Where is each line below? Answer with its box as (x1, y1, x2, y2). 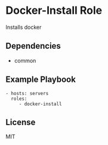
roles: (11, 96, 27, 102)
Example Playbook (5, 75, 76, 85)
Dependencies (5, 41, 61, 51)
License (5, 117, 36, 127)
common (14, 57, 36, 64)
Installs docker (5, 23, 42, 31)
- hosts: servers (5, 90, 49, 96)
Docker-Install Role (5, 4, 103, 17)
